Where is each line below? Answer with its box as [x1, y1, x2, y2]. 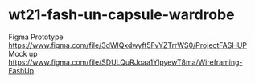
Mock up [8, 49, 38, 58]
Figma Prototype [8, 32, 64, 41]
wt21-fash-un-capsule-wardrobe [8, 6, 235, 24]
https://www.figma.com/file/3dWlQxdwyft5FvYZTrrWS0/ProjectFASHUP [8, 40, 248, 49]
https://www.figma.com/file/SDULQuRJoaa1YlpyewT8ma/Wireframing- [8, 57, 243, 67]
